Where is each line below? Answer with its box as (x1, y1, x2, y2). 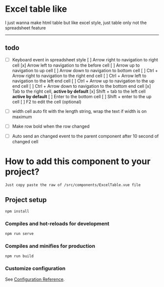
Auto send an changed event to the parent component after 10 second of (12, 133, 159, 139)
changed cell (12, 139, 39, 144)
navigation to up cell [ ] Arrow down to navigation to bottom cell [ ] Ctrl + (12, 67, 158, 73)
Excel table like (5, 3, 67, 15)
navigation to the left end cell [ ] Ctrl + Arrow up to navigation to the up (12, 78, 155, 84)
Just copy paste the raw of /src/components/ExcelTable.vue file (5, 183, 141, 187)
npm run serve (5, 232, 34, 236)
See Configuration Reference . (5, 276, 65, 282)
